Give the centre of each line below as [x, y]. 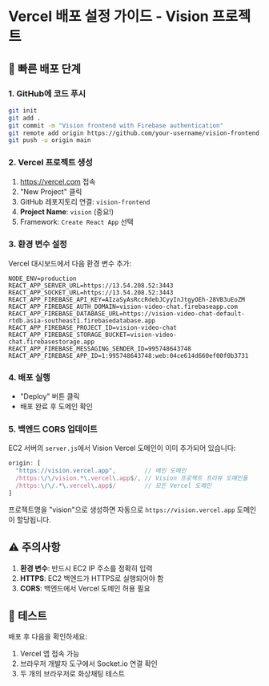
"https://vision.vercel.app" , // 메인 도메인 [101, 471]
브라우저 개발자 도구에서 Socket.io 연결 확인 [88, 664]
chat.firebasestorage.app [51, 342]
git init [23, 110]
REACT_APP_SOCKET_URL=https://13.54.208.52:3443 [91, 292]
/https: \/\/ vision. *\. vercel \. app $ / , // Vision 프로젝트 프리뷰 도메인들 [132, 478]
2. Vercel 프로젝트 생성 [51, 163]
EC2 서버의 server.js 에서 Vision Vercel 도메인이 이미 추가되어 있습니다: [122, 448]
